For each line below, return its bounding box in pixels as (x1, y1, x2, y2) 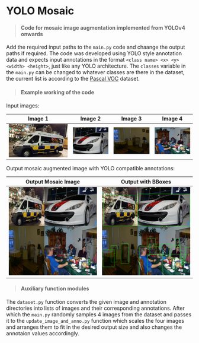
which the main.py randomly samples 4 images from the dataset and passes (6, 310, 192, 318)
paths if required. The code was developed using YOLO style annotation (6, 50, 182, 57)
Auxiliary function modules (20, 285, 89, 292)
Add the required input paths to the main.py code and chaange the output (6, 43, 185, 51)
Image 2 (80, 115, 101, 122)
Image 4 (162, 115, 183, 122)
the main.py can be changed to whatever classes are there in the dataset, (6, 69, 185, 76)
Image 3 (121, 115, 142, 122)
